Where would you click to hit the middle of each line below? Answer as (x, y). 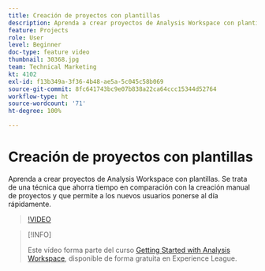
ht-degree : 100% (35, 111)
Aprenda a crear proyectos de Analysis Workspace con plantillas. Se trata (128, 179)
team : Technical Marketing (52, 67)
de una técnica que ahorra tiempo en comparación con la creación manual (129, 187)
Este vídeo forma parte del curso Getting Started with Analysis (129, 250)
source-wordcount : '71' (47, 104)
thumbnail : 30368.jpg (44, 60)
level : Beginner (35, 45)
